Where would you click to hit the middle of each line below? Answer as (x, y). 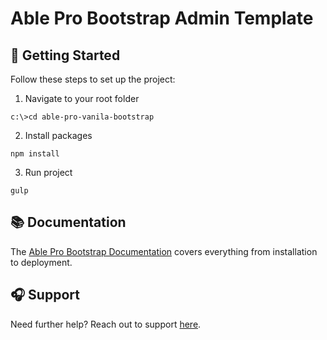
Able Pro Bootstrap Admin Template (162, 18)
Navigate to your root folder (82, 98)
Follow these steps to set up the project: (93, 79)
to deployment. (41, 262)
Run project (48, 172)
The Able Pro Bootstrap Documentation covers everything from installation (164, 251)
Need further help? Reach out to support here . (106, 324)
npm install (35, 154)
